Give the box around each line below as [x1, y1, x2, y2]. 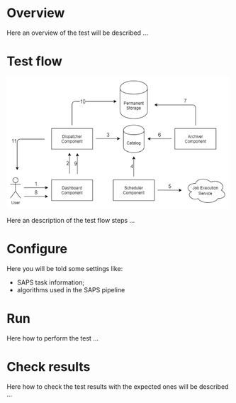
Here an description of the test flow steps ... [6, 216, 135, 225]
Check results [6, 359, 91, 375]
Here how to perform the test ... [6, 334, 99, 343]
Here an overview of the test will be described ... [6, 28, 149, 37]
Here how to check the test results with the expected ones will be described [6, 382, 229, 391]
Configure [6, 241, 68, 257]
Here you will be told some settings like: [6, 265, 123, 273]
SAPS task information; [16, 278, 85, 287]
